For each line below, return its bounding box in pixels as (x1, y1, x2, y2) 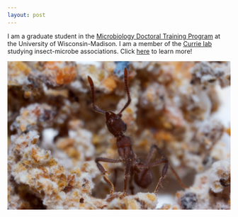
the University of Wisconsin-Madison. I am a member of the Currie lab (7, 39, 212, 48)
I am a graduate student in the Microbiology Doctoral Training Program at (7, 32, 221, 40)
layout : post (7, 11, 46, 18)
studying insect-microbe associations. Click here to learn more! (7, 47, 193, 55)
